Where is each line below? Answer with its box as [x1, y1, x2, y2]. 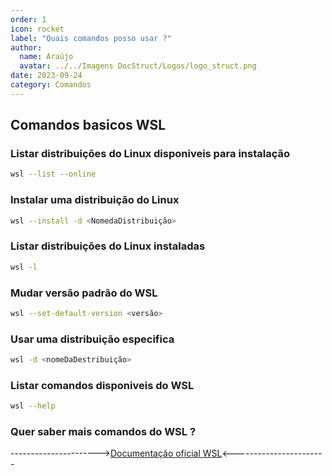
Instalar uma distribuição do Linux [10, 193, 180, 207]
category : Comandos [10, 80, 92, 90]
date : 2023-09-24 [10, 71, 83, 81]
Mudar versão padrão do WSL [10, 286, 158, 300]
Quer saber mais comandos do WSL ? [10, 425, 197, 439]
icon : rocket [10, 24, 65, 34]
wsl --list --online [10, 169, 97, 180]
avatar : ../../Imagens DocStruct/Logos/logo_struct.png [19, 61, 257, 71]
